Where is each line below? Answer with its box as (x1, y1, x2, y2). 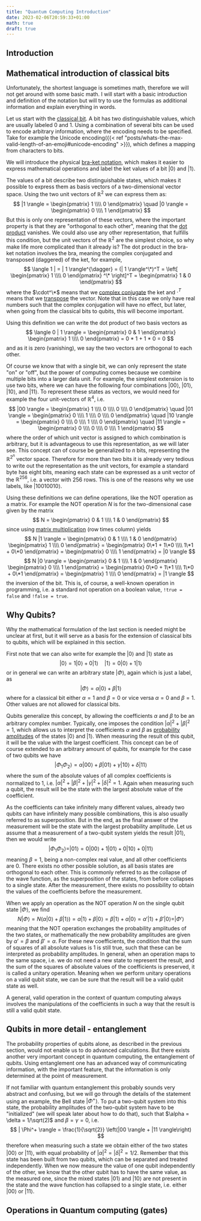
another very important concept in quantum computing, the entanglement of (6, 1053, 195, 1060)
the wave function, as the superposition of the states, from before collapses (6, 875, 194, 882)
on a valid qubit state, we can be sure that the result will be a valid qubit (6, 976, 184, 983)
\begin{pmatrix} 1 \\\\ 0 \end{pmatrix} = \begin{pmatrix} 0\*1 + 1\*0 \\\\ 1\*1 (8, 542, 194, 549)
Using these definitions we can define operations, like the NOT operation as (6, 494, 193, 501)
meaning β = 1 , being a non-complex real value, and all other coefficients (6, 856, 187, 863)
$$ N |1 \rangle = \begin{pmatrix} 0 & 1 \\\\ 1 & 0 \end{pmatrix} (24, 535, 178, 542)
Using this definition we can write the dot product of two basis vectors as (6, 320, 188, 327)
